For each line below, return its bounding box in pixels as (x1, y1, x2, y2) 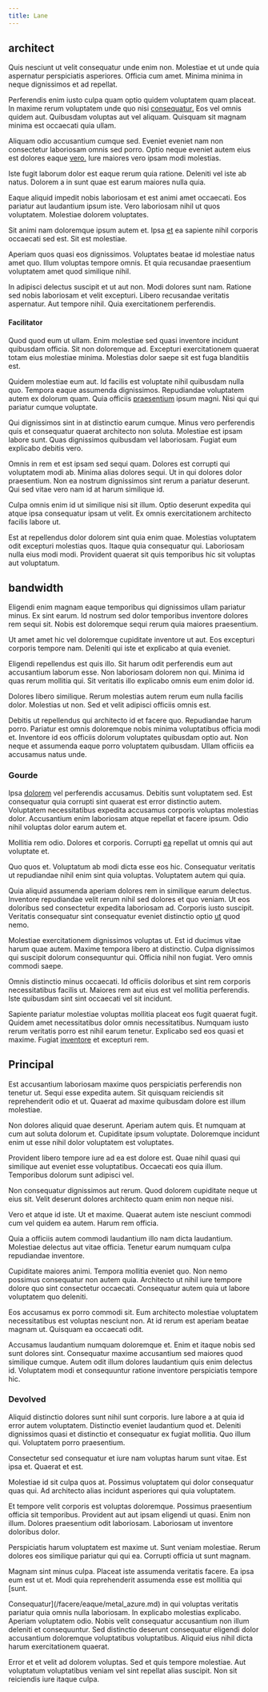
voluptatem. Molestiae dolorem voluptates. (8, 210, 150, 220)
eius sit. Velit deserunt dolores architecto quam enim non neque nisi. (8, 1194, 234, 1204)
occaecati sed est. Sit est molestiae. (8, 234, 128, 244)
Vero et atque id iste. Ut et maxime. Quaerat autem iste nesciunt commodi (8, 1209, 252, 1219)
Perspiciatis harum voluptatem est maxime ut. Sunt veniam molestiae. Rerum (8, 1542, 261, 1552)
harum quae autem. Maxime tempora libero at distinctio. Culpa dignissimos (8, 944, 255, 953)
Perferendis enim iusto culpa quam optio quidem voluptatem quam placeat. (8, 95, 256, 105)
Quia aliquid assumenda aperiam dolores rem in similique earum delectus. (8, 885, 252, 895)
